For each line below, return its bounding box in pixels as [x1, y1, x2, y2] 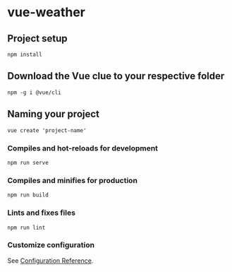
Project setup [7, 32, 68, 45]
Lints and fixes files [7, 208, 76, 218]
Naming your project [7, 108, 100, 120]
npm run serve [7, 159, 49, 166]
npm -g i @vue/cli [7, 89, 61, 96]
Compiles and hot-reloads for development [7, 143, 159, 153]
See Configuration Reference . [7, 256, 94, 265]
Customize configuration [7, 240, 95, 250]
